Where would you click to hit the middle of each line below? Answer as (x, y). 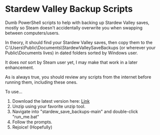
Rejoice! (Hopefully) (32, 127)
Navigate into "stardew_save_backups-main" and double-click (75, 112)
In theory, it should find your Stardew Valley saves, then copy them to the (79, 42)
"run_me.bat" (26, 116)
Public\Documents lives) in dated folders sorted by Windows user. (71, 53)
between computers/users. (32, 33)
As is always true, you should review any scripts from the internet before (78, 77)
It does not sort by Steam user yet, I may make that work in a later (71, 62)
